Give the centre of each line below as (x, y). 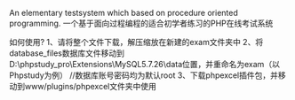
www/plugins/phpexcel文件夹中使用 (91, 86)
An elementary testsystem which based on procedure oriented (124, 13)
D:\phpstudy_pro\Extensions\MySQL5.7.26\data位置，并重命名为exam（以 (144, 64)
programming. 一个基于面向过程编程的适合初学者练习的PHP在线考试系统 (141, 23)
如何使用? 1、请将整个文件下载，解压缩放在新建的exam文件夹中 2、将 (136, 42)
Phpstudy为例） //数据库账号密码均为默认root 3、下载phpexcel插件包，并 (144, 75)
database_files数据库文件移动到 (67, 53)
